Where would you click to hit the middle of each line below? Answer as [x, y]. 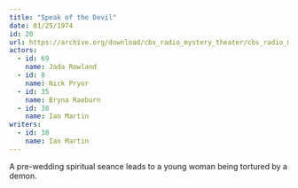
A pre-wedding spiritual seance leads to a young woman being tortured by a [149, 166]
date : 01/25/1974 [41, 26]
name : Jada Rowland [61, 67]
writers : [25, 125]
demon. [23, 176]
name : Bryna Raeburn [63, 100]
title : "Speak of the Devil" [63, 17]
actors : [24, 51]
